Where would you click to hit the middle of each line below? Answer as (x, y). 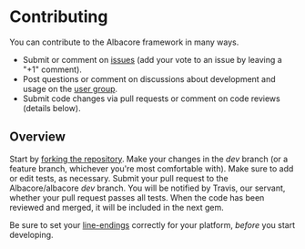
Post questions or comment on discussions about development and (149, 78)
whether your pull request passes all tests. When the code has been (137, 197)
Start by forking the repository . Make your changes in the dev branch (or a (149, 159)
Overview (38, 137)
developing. (31, 234)
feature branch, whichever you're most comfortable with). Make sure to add (152, 168)
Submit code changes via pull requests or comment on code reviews (151, 99)
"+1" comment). (52, 69)
